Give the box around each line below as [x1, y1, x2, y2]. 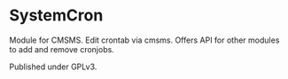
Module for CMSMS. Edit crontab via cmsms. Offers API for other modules [9, 35, 280, 45]
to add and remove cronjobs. [9, 43, 115, 54]
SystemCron [9, 5, 104, 26]
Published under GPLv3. [9, 61, 97, 72]
